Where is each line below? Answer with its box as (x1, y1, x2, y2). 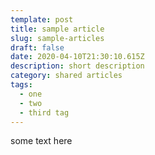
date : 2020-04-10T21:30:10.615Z (10, 52, 145, 62)
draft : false (10, 42, 65, 53)
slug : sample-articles (10, 33, 105, 43)
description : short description (10, 61, 145, 71)
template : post (10, 14, 74, 25)
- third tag (19, 107, 70, 118)
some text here (10, 135, 73, 147)
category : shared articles (10, 71, 123, 81)
